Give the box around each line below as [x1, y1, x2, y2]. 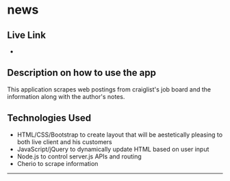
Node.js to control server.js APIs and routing [16, 152, 142, 161]
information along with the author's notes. [7, 92, 125, 100]
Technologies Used [7, 112, 91, 124]
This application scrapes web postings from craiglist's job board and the [7, 85, 212, 94]
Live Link [7, 29, 47, 41]
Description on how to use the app [7, 67, 156, 79]
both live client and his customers [16, 137, 112, 145]
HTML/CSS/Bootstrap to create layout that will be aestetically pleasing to [16, 130, 223, 139]
